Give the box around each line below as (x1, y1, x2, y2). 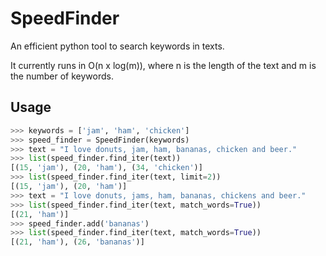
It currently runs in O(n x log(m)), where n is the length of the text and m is (10, 59, 317, 71)
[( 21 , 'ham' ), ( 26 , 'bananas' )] (10, 237, 145, 247)
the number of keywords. (10, 70, 114, 82)
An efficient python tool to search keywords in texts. (10, 40, 225, 52)
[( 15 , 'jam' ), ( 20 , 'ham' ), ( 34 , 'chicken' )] (10, 163, 203, 173)
